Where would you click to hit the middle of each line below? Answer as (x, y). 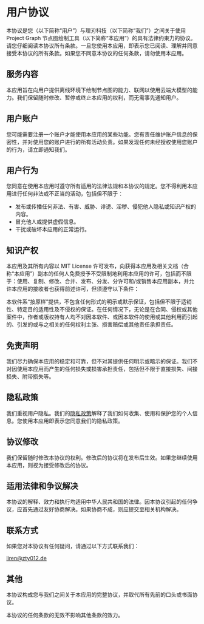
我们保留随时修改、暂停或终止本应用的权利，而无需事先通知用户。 (99, 97)
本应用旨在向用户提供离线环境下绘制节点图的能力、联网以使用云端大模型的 (99, 90)
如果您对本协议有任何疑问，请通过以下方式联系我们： (73, 546)
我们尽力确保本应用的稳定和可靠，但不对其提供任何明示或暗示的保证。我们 (99, 361)
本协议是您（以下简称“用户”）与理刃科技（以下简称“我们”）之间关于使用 (96, 30)
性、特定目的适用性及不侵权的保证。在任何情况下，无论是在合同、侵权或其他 (102, 310)
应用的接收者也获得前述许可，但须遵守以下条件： (78, 289)
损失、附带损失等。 (30, 376)
